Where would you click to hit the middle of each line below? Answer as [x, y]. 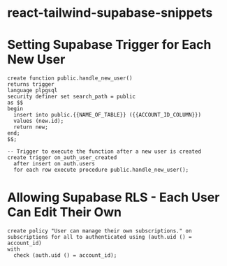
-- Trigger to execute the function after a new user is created [104, 152]
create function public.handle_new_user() [70, 78]
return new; [31, 127]
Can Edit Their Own [65, 213]
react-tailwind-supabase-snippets [110, 13]
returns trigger [31, 84]
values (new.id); [39, 121]
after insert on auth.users [54, 164]
